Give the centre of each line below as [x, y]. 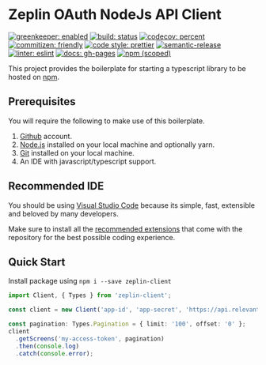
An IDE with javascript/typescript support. [88, 161]
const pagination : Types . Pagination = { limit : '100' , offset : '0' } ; [127, 324]
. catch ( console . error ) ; [54, 353]
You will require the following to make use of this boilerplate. [106, 121]
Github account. [46, 136]
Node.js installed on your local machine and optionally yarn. [117, 145]
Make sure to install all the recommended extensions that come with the [125, 229]
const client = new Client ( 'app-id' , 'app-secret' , [95, 310]
